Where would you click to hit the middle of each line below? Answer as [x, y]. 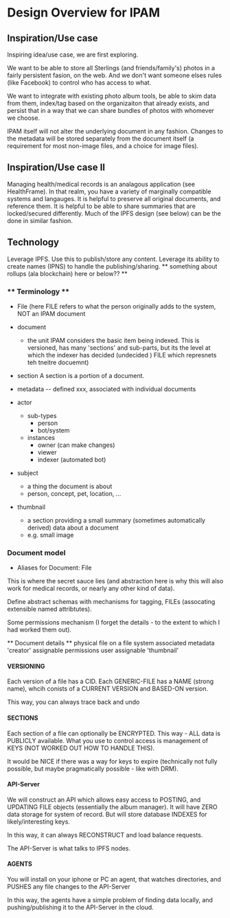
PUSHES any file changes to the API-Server [69, 887]
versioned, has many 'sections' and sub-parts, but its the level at [119, 347]
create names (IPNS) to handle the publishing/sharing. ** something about [112, 266]
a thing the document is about [70, 486]
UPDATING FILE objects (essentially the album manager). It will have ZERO [112, 806]
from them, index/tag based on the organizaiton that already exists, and [108, 103]
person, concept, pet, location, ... [74, 493]
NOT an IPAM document [51, 313]
